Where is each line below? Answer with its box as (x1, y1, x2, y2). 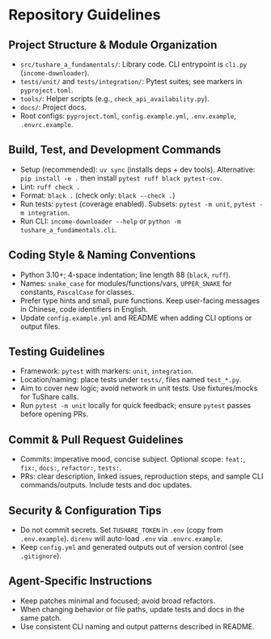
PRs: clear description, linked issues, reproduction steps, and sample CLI (19, 471, 264, 481)
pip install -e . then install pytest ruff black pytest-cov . (19, 173, 222, 183)
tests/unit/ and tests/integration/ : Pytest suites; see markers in (19, 77, 243, 86)
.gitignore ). (19, 551, 62, 560)
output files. (19, 322, 61, 331)
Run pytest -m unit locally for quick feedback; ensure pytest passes (19, 401, 252, 411)
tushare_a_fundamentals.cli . (19, 224, 117, 234)
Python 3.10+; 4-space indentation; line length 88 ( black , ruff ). (19, 270, 231, 279)
